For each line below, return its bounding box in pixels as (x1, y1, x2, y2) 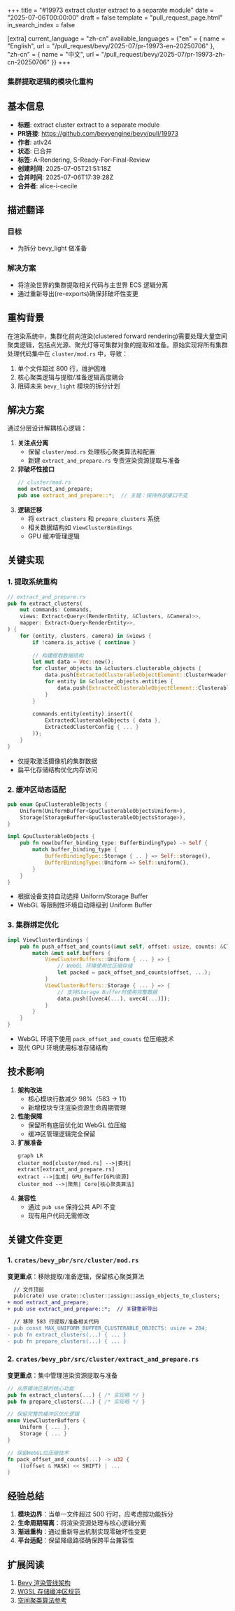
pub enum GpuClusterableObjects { (7, 801, 108, 808)
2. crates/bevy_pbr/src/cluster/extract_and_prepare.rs (7, 1354, 199, 1364)
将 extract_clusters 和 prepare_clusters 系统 (27, 514, 160, 522)
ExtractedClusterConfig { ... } (44, 724, 139, 731)
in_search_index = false (7, 21, 76, 29)
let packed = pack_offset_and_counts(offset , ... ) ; (57, 969, 211, 976)
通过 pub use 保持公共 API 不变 (27, 1202, 116, 1211)
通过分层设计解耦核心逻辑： (7, 424, 87, 433)
